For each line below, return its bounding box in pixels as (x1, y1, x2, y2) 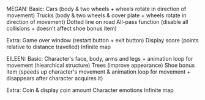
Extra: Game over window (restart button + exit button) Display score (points (6, 37, 199, 44)
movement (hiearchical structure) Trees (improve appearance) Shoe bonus (6, 61, 195, 69)
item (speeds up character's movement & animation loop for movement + (6, 68, 191, 75)
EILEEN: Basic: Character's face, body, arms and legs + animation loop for (6, 55, 193, 62)
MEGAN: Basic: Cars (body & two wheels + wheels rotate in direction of (6, 6, 187, 12)
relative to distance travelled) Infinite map (6, 43, 111, 50)
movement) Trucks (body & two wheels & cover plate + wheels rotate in (6, 12, 187, 19)
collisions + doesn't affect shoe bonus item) (6, 25, 117, 32)
